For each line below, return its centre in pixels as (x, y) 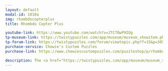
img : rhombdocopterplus (30, 19)
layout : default (22, 10)
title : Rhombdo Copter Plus (34, 24)
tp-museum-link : (22, 37)
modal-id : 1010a (22, 14)
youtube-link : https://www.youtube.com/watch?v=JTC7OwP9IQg (69, 33)
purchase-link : (21, 51)
